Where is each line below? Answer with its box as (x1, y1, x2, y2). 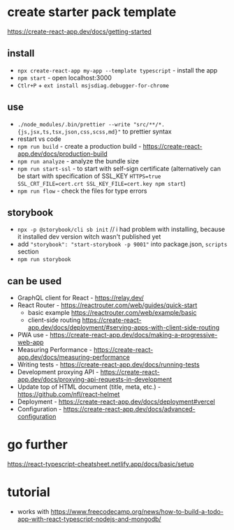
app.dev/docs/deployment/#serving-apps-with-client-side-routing (27, 323, 220, 332)
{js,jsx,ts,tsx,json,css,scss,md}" (17, 128, 122, 135)
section (17, 247, 39, 256)
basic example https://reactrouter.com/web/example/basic (27, 309, 197, 317)
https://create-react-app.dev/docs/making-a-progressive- (50, 331, 218, 339)
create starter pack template (7, 4, 177, 20)
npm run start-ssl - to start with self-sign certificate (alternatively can (17, 164, 221, 172)
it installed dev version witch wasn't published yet (17, 233, 161, 241)
